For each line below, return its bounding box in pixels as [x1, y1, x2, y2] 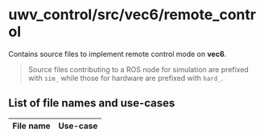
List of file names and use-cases [8, 96, 175, 110]
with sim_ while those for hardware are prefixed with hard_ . [27, 73, 224, 83]
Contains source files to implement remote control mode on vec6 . [8, 49, 227, 58]
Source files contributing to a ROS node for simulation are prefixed [27, 64, 250, 74]
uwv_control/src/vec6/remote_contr [8, 6, 256, 24]
